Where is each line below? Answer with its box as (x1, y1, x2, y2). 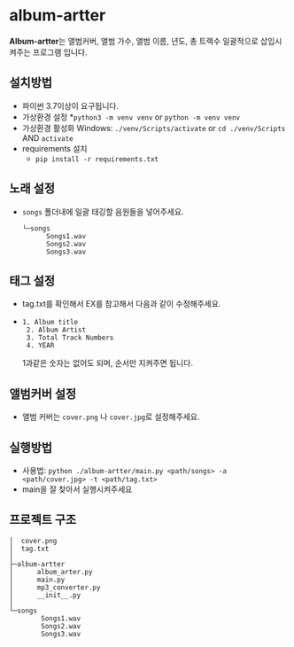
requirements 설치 (21, 143, 88, 153)
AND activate (21, 132, 73, 143)
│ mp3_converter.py (9, 582, 101, 592)
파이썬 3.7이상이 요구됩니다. (21, 100, 120, 111)
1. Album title (21, 318, 79, 327)
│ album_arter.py (9, 567, 93, 576)
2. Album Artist (26, 325, 87, 335)
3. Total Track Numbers (26, 333, 114, 342)
